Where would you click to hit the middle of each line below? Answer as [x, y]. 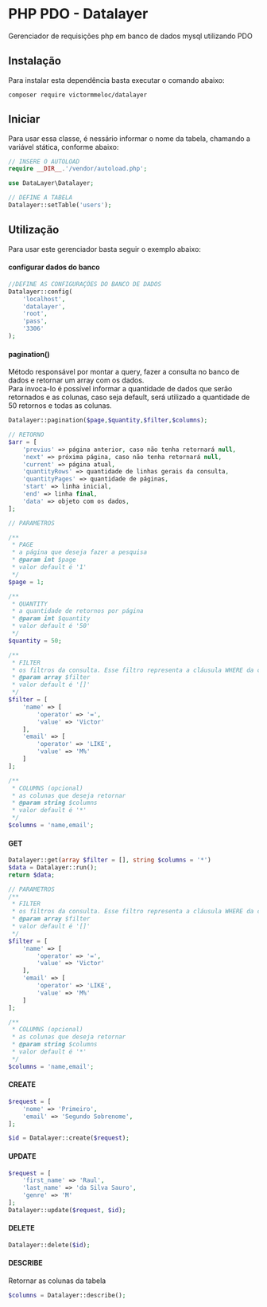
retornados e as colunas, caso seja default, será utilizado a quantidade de [129, 397]
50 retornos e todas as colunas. [60, 406]
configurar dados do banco [54, 267]
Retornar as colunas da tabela [57, 1281]
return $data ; [32, 875]
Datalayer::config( [41, 292]
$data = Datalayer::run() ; [53, 867]
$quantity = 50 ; [35, 641]
